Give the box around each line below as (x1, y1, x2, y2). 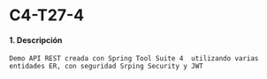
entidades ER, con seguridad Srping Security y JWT (9, 62, 203, 71)
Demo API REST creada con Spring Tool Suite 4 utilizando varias (9, 54, 259, 63)
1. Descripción (9, 34, 63, 45)
